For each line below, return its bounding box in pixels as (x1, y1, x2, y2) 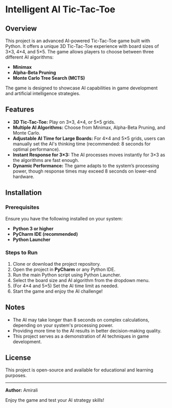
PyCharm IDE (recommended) (12, 231, 78, 237)
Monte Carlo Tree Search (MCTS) (12, 75, 85, 81)
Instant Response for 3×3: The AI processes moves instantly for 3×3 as (12, 152, 165, 158)
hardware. (12, 173, 35, 179)
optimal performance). (12, 146, 60, 152)
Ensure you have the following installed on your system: (5, 215, 123, 221)
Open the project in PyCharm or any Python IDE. (12, 266, 116, 272)
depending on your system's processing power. (12, 322, 114, 328)
